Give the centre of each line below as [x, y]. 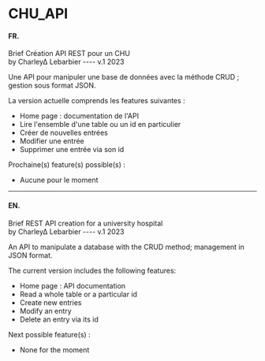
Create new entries [50, 302]
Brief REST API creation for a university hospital [86, 223]
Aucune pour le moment [59, 180]
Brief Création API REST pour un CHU [69, 54]
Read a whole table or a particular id [78, 294]
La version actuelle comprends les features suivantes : [97, 101]
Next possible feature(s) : [49, 334]
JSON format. [30, 255]
